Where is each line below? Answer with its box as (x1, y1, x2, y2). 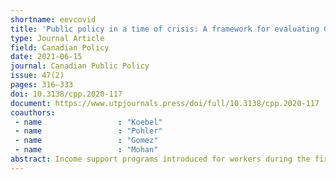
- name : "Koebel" (14, 117, 163, 127)
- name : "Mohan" (14, 145, 159, 155)
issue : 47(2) (10, 71, 65, 81)
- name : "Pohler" (14, 126, 163, 136)
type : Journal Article (10, 33, 105, 43)
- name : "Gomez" (14, 136, 159, 146)
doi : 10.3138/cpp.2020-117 (10, 89, 123, 99)
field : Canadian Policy (10, 42, 110, 53)
